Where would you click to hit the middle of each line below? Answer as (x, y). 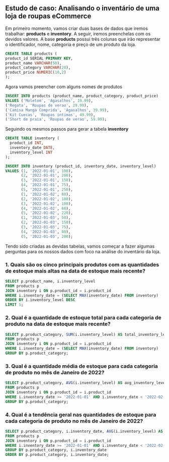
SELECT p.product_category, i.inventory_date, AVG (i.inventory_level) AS (84, 431)
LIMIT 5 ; (14, 305)
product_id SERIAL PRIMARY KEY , (39, 58)
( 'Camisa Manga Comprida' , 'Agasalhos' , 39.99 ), (57, 110)
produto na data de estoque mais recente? (58, 324)
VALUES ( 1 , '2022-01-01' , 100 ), (39, 171)
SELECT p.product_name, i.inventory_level (50, 281)
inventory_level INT (31, 152)
